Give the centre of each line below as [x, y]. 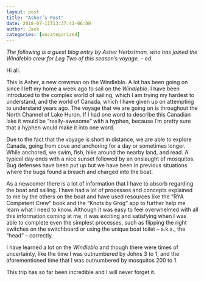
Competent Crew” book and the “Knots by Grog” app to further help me [96, 203]
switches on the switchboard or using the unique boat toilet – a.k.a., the [96, 229]
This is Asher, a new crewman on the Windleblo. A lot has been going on [97, 82]
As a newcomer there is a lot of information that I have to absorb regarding [100, 184]
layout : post [23, 12]
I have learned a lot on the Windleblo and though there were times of [92, 247]
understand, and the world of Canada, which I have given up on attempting [100, 102]
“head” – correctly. [30, 236]
